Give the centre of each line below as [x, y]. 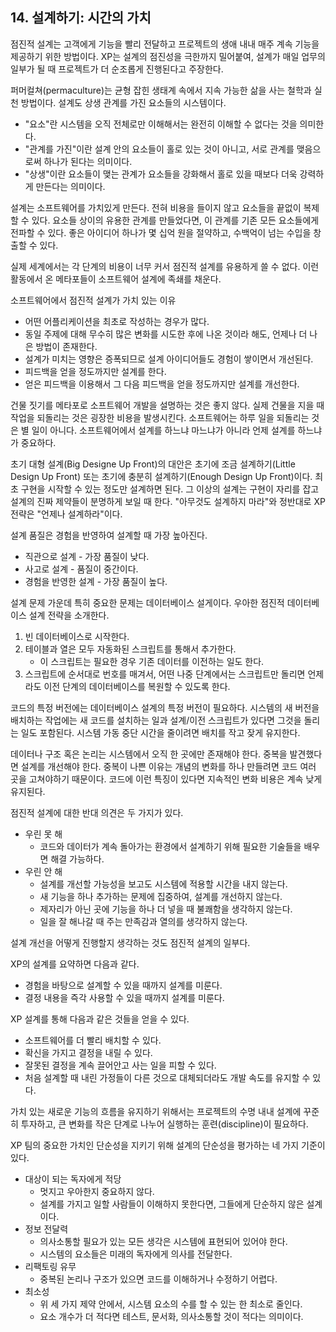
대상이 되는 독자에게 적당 [73, 1179]
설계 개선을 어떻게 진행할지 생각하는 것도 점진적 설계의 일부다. [130, 942]
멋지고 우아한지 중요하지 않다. [97, 1191]
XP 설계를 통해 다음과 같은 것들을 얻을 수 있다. [100, 1019]
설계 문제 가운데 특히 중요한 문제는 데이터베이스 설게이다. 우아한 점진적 [147, 602]
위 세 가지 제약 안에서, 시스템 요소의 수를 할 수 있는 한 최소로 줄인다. [171, 1304]
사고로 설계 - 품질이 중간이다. [81, 569]
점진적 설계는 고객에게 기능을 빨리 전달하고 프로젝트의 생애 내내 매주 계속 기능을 [165, 44]
